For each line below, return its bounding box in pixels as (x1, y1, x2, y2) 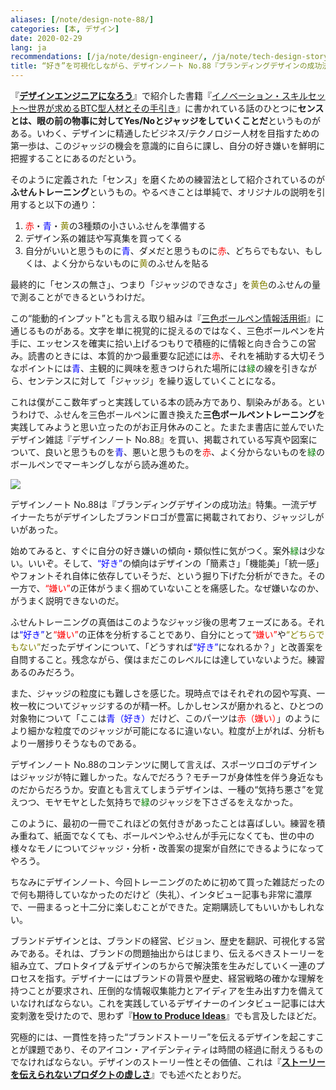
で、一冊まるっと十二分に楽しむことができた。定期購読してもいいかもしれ (10, 901, 317, 913)
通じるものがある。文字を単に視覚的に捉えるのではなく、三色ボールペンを (10, 325, 317, 336)
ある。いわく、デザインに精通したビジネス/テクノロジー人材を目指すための (10, 127, 320, 139)
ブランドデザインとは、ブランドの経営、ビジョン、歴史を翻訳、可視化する (10, 935, 317, 946)
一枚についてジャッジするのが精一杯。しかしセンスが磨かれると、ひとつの (18, 700, 325, 711)
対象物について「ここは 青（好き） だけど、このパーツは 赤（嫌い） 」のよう (10, 712, 312, 724)
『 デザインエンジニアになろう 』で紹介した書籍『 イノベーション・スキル (10, 90, 308, 101)
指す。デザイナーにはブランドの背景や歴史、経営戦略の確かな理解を (44, 972, 325, 984)
